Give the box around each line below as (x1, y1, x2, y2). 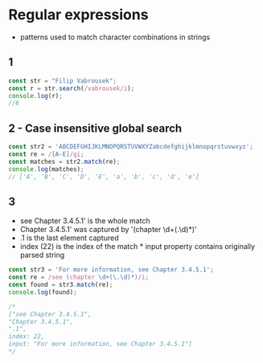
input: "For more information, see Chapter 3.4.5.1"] (8, 340, 193, 349)
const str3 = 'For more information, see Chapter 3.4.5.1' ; (8, 266, 215, 274)
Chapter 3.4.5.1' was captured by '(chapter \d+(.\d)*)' (19, 225, 197, 235)
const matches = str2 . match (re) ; (8, 157, 121, 165)
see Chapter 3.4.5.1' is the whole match (19, 216, 150, 226)
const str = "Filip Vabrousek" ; (8, 76, 117, 85)
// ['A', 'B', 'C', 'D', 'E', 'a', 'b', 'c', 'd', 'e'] (8, 173, 199, 181)
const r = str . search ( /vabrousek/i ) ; (8, 84, 135, 92)
